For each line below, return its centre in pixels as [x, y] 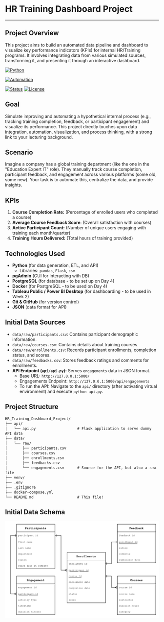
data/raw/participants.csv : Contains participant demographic [75, 334]
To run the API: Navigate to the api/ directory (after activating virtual [88, 386]
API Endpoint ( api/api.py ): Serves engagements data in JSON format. [81, 370]
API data [14, 433]
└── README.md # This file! [54, 497]
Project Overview [32, 33]
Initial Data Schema [35, 512]
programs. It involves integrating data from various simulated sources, [76, 55]
